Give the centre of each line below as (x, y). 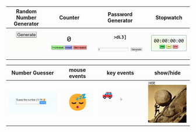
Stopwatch (169, 17)
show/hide (167, 73)
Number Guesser (33, 73)
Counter (69, 17)
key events (120, 73)
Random (26, 11)
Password (120, 14)
